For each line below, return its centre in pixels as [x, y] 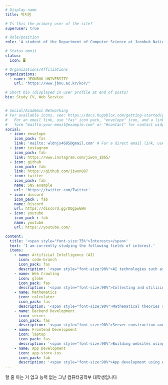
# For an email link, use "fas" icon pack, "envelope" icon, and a [79, 120]
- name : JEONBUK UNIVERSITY [39, 79]
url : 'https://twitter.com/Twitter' [52, 190]
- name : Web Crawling [36, 274]
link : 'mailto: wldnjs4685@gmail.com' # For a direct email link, [85, 144]
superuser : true [22, 28]
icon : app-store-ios [40, 353]
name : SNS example [33, 185]
